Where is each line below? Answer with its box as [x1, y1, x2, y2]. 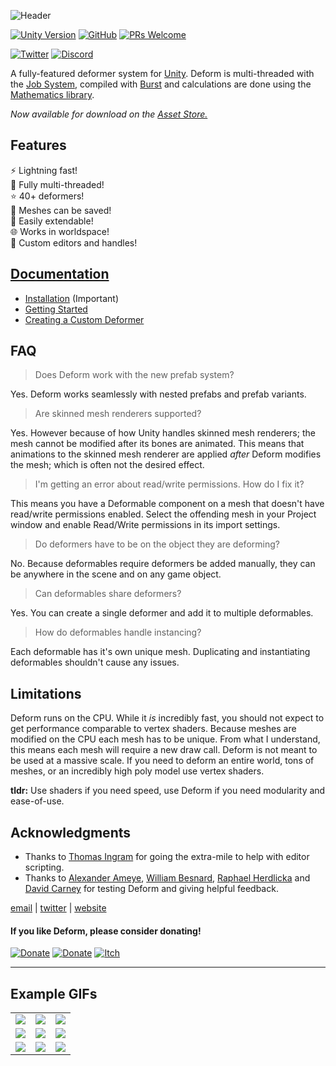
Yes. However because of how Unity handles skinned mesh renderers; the [10, 427, 316, 439]
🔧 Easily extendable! [10, 215, 94, 227]
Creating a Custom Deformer [24, 313, 145, 325]
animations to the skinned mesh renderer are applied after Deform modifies [10, 448, 322, 460]
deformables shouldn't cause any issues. [10, 656, 180, 669]
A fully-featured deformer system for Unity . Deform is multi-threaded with [10, 68, 315, 79]
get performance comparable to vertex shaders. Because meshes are [10, 723, 297, 735]
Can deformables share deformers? [34, 588, 182, 600]
